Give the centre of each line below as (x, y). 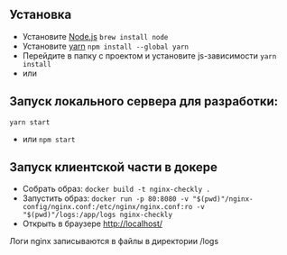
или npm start (49, 139)
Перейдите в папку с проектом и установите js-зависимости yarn (149, 55)
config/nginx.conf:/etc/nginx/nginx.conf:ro (107, 207)
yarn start (30, 122)
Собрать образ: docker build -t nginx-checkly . (116, 189)
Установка (41, 15)
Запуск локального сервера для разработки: (143, 101)
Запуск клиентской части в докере (114, 167)
